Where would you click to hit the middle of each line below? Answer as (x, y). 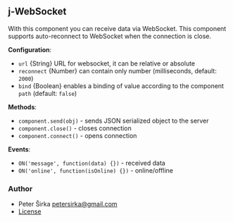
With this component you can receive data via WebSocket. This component (117, 28)
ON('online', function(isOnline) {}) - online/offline (96, 170)
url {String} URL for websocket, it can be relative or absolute (107, 63)
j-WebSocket (37, 12)
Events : (19, 149)
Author (20, 188)
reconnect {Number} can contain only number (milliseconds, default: (117, 70)
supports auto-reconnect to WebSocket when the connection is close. (110, 36)
